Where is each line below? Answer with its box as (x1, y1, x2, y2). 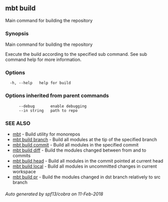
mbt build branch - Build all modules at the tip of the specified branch (12, 137, 157, 143)
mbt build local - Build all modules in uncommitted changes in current (12, 163, 157, 169)
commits (12, 153, 31, 158)
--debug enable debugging (18, 103, 87, 109)
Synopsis (5, 30, 29, 37)
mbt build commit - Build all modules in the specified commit (12, 142, 139, 148)
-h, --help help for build (10, 81, 71, 86)
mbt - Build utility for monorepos (12, 131, 81, 137)
